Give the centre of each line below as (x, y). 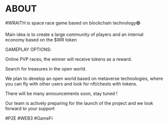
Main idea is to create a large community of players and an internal (74, 34)
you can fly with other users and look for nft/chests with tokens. (71, 83)
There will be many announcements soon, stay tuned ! (61, 93)
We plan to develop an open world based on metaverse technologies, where (84, 78)
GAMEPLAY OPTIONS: (28, 49)
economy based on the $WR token (41, 39)
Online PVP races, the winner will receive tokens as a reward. (69, 59)
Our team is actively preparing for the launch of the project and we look (79, 103)
